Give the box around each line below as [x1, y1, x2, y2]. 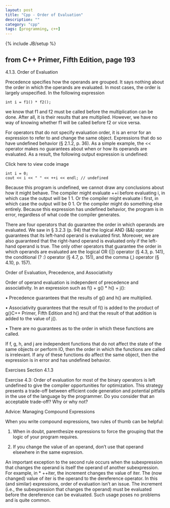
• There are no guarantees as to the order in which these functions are [5, 325, 154, 332]
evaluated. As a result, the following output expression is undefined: [5, 151, 148, 157]
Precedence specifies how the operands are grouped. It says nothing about [5, 79, 164, 85]
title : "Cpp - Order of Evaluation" [5, 12, 83, 17]
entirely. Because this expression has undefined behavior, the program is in [5, 206, 164, 212]
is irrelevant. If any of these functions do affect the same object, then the [5, 351, 159, 358]
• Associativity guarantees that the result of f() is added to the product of [5, 304, 159, 311]
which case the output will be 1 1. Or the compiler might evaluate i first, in [5, 195, 159, 201]
